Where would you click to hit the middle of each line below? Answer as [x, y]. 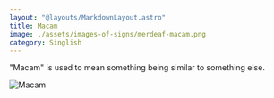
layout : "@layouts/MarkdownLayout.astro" [88, 17]
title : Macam [34, 26]
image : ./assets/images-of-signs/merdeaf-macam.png [107, 34]
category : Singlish [46, 42]
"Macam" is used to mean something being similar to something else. [137, 68]
